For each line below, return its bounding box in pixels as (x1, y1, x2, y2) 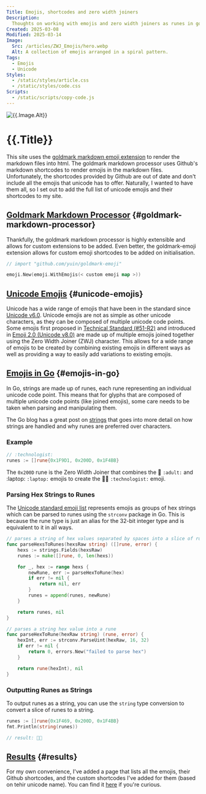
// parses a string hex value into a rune (6, 626, 116, 632)
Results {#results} (6, 752, 78, 762)
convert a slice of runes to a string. (6, 706, 95, 713)
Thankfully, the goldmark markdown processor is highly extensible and (6, 235, 186, 243)
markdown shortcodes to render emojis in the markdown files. (6, 166, 164, 174)
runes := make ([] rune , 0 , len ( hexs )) (17, 552, 114, 559)
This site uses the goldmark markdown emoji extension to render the (6, 153, 180, 160)
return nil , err (39, 581, 81, 587)
